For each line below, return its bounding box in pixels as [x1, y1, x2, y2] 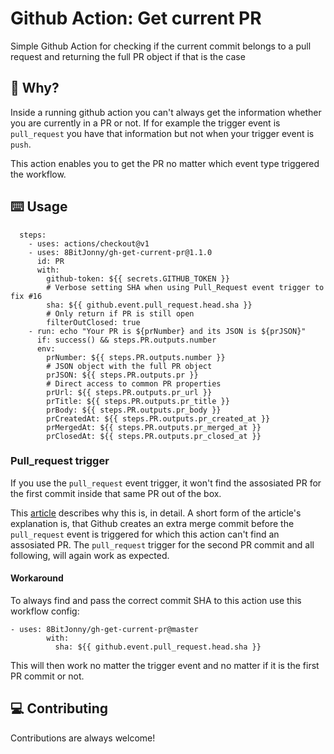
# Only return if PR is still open [46, 308, 195, 319]
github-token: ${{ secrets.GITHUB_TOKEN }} [46, 273, 230, 284]
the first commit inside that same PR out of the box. [10, 487, 222, 499]
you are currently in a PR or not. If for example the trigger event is [10, 117, 281, 129]
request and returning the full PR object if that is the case [10, 50, 246, 62]
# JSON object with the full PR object [46, 361, 213, 371]
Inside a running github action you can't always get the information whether [10, 106, 322, 118]
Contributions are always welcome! [10, 732, 156, 744]
